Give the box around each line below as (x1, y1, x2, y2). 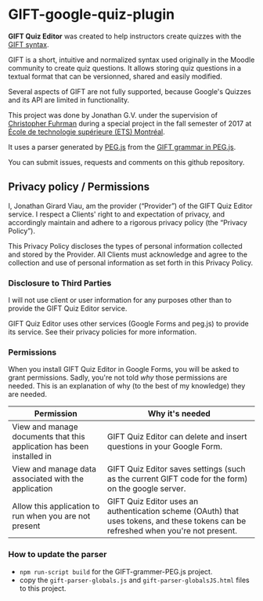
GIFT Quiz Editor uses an (106, 496, 199, 507)
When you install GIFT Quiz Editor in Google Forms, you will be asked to (8, 365, 240, 374)
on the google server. (106, 483, 186, 494)
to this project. (19, 583, 67, 593)
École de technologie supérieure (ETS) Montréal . (8, 127, 166, 137)
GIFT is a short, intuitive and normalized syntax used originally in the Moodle (8, 55, 255, 64)
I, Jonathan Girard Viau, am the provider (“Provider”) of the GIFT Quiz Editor (8, 201, 253, 210)
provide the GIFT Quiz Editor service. (8, 304, 128, 313)
